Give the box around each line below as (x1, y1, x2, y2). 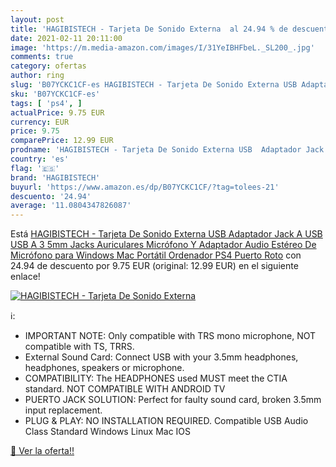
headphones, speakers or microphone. (24, 362, 185, 374)
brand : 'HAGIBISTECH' (10, 172, 101, 183)
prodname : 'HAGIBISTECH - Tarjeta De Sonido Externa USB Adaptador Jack (10, 145, 325, 155)
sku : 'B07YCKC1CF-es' (10, 89, 101, 99)
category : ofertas (10, 61, 87, 71)
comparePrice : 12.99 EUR (10, 136, 114, 146)
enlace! (10, 271, 41, 283)
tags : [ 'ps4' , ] (10, 98, 83, 108)
